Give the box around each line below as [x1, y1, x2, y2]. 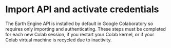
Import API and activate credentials [5, 4, 159, 15]
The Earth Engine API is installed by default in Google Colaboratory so [5, 20, 153, 27]
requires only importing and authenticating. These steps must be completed [5, 26, 166, 32]
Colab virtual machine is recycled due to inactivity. [5, 37, 112, 43]
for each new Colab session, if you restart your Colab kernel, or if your [5, 31, 155, 37]
